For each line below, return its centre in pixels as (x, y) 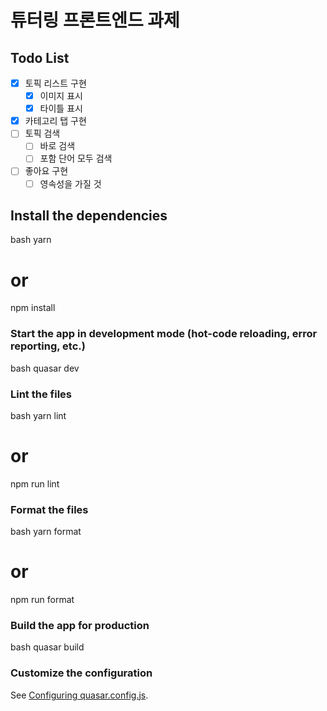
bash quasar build (47, 647)
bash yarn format (46, 532)
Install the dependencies (89, 215)
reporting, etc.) (48, 346)
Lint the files (41, 394)
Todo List (40, 57)
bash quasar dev (45, 368)
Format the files (49, 509)
